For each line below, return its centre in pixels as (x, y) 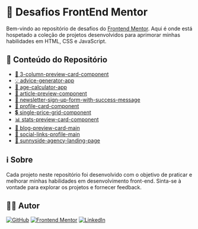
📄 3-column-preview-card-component (62, 74)
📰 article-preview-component (51, 93)
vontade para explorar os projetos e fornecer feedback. (74, 187)
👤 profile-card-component (47, 106)
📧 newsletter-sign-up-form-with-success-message (77, 100)
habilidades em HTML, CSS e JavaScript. (56, 41)
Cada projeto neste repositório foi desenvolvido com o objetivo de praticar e (99, 174)
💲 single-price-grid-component (53, 112)
